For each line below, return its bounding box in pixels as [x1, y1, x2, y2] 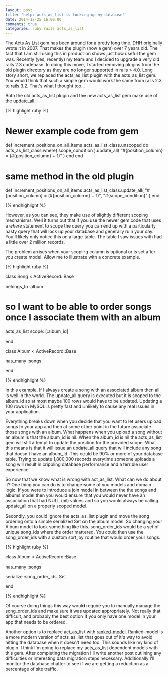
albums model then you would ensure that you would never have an [5, 492, 145, 498]
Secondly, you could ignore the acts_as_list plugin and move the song [5, 513, 150, 519]
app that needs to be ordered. [5, 618, 67, 625]
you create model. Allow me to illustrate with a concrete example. [5, 254, 141, 260]
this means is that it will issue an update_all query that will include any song [5, 445, 161, 451]
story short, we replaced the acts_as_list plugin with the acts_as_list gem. [5, 72, 157, 78]
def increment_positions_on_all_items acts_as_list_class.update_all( [5, 187, 144, 193]
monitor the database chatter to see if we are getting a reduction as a [5, 660, 149, 666]
